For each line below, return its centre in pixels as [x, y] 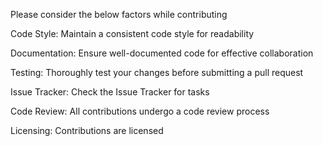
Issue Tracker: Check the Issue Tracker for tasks [110, 92]
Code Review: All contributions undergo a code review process [140, 111]
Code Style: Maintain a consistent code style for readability [132, 33]
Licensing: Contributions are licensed [87, 130]
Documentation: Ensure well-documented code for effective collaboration [162, 53]
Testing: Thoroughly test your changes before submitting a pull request [157, 72]
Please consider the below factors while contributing [119, 14]
